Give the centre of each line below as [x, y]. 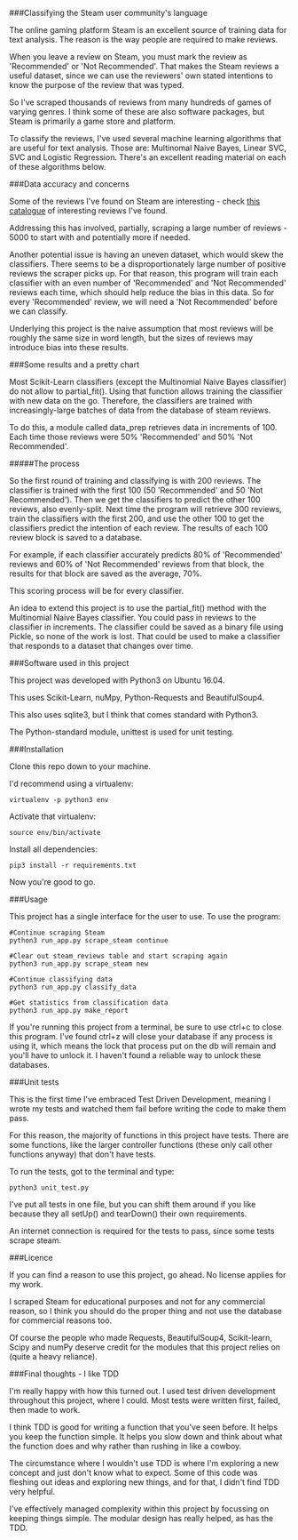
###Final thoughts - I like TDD [64, 1374]
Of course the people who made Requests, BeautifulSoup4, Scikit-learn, [141, 1338]
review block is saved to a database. [76, 537]
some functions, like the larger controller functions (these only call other [141, 1145]
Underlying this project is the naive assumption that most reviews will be [141, 329]
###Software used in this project [69, 663]
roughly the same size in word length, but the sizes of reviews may [131, 338]
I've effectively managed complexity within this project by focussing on [139, 1509]
